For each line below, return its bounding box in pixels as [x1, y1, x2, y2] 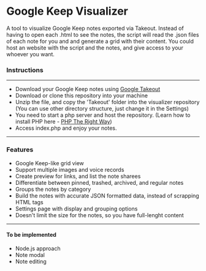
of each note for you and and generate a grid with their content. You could [6, 37, 194, 45]
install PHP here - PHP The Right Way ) [15, 118, 112, 125]
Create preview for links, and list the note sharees [15, 173, 141, 180]
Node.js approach [15, 245, 61, 252]
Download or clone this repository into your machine [15, 92, 148, 99]
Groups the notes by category [15, 185, 91, 193]
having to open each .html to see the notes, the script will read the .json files [6, 31, 199, 38]
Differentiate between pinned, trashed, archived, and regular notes [15, 179, 184, 186]
